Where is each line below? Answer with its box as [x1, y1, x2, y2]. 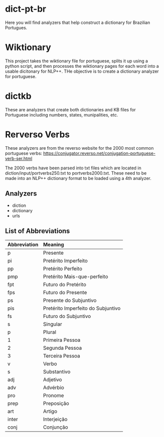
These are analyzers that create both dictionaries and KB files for [5, 106, 136, 113]
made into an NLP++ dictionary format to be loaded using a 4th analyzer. [5, 175, 151, 181]
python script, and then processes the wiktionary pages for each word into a [5, 63, 159, 69]
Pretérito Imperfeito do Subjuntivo [43, 305, 121, 312]
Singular [43, 321, 62, 328]
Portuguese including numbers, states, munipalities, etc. [5, 112, 118, 118]
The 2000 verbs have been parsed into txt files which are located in [5, 165, 142, 171]
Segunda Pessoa [43, 345, 82, 352]
